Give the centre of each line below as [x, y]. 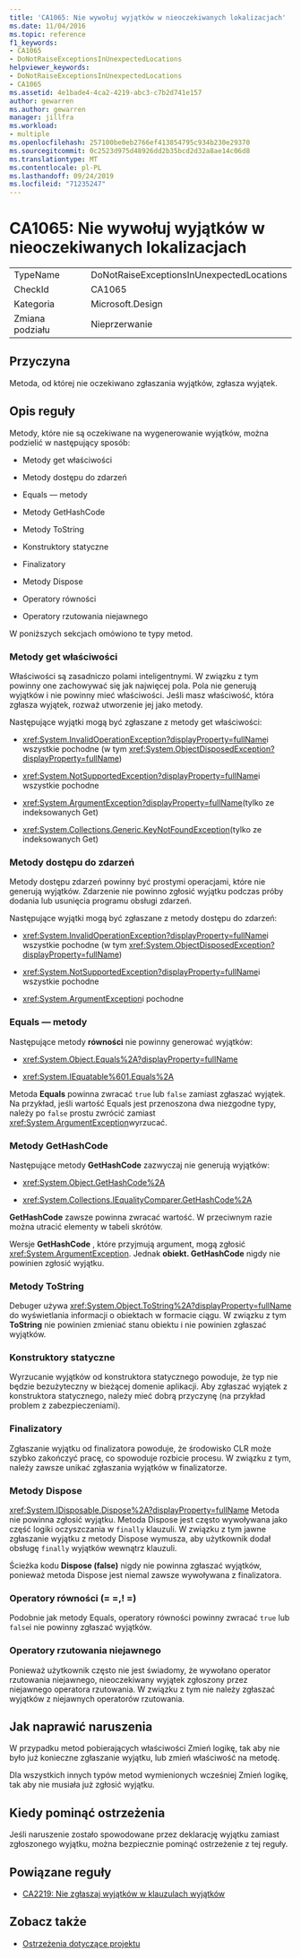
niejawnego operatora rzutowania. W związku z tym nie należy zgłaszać [142, 1689]
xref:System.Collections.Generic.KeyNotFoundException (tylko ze [142, 829]
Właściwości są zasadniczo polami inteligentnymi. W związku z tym [134, 676]
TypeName [37, 275]
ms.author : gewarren [48, 109]
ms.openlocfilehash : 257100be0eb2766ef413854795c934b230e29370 [130, 142]
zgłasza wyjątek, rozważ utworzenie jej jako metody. [106, 704]
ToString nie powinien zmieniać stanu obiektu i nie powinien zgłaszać [138, 1325]
